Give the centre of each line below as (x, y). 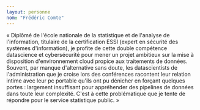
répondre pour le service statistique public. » (63, 100)
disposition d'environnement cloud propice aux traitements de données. (97, 61)
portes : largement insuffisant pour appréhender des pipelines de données (100, 87)
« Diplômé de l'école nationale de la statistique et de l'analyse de (88, 35)
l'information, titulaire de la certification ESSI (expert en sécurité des (92, 42)
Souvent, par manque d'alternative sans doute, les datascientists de (92, 67)
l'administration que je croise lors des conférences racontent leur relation (99, 74)
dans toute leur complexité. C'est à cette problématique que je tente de (96, 94)
